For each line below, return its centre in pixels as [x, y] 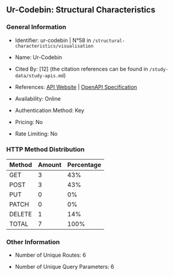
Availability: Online [38, 98]
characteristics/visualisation [54, 46]
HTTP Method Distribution [45, 149]
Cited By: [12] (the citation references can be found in [82, 69]
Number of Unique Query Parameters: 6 [64, 267]
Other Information [33, 242]
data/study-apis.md [39, 76]
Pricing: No [29, 122]
